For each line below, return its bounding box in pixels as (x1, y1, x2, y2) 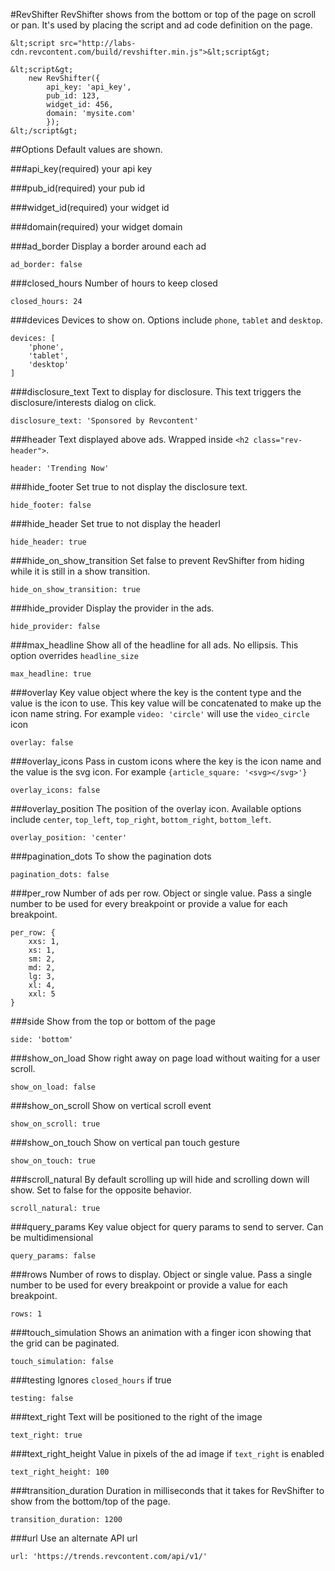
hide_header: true (10, 537, 87, 547)
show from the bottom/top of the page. (10, 1495, 171, 1507)
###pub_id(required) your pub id (10, 182, 146, 194)
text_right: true (10, 1430, 83, 1440)
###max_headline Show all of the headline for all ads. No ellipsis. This (10, 639, 299, 651)
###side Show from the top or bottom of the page (10, 1015, 216, 1027)
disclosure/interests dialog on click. (10, 397, 157, 408)
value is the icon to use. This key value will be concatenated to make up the (10, 697, 322, 709)
